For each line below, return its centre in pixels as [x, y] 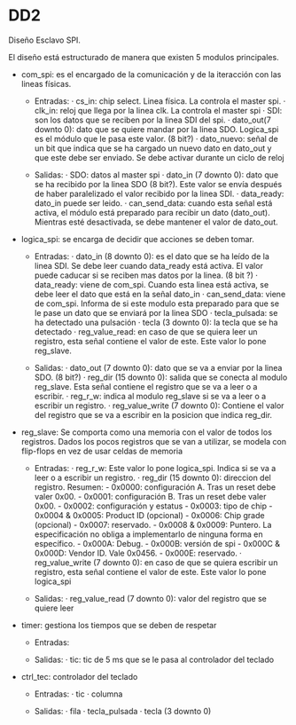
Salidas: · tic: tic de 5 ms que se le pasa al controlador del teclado [154, 659]
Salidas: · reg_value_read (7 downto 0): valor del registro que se [150, 598]
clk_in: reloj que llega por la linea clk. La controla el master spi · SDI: [158, 110]
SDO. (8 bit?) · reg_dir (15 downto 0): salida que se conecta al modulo [161, 377]
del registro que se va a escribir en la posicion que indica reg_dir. [153, 414]
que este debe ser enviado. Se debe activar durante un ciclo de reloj [159, 157]
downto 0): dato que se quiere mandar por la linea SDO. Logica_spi [156, 129]
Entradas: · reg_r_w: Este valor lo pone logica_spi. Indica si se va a [155, 468]
